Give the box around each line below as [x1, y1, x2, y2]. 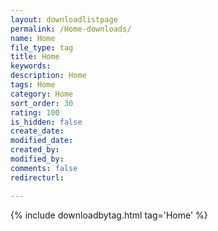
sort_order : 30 [10, 98, 74, 108]
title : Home [10, 52, 60, 62]
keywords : [10, 61, 52, 71]
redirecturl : [10, 172, 65, 183]
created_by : [10, 145, 60, 155]
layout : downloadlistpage [10, 14, 118, 25]
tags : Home [10, 80, 56, 90]
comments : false [10, 163, 78, 173]
